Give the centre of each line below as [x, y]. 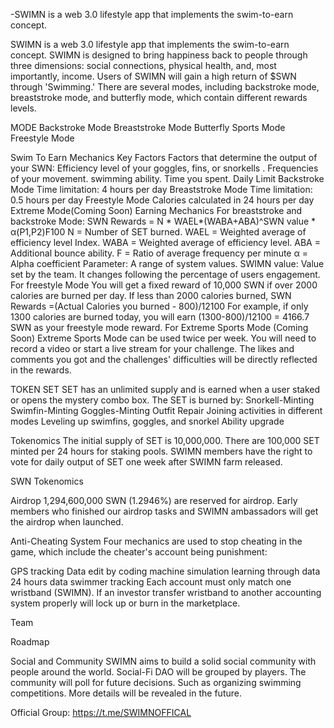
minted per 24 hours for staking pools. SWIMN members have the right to [161, 451]
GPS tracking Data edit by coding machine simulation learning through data [165, 571]
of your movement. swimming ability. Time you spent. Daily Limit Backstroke [167, 178]
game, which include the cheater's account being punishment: [139, 552]
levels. [23, 108]
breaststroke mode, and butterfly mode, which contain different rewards [159, 97]
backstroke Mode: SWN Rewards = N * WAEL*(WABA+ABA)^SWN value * [163, 221]
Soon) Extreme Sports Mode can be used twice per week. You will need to [163, 338]
